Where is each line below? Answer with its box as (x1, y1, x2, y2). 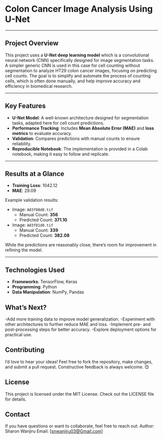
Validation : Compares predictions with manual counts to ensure (12, 135, 140, 141)
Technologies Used (5, 266, 65, 274)
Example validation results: (5, 197, 59, 203)
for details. (5, 396, 27, 402)
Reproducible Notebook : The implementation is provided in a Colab (12, 146, 148, 152)
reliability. (12, 140, 32, 147)
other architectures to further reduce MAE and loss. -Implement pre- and (5, 322, 151, 327)
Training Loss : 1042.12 (12, 183, 58, 189)
